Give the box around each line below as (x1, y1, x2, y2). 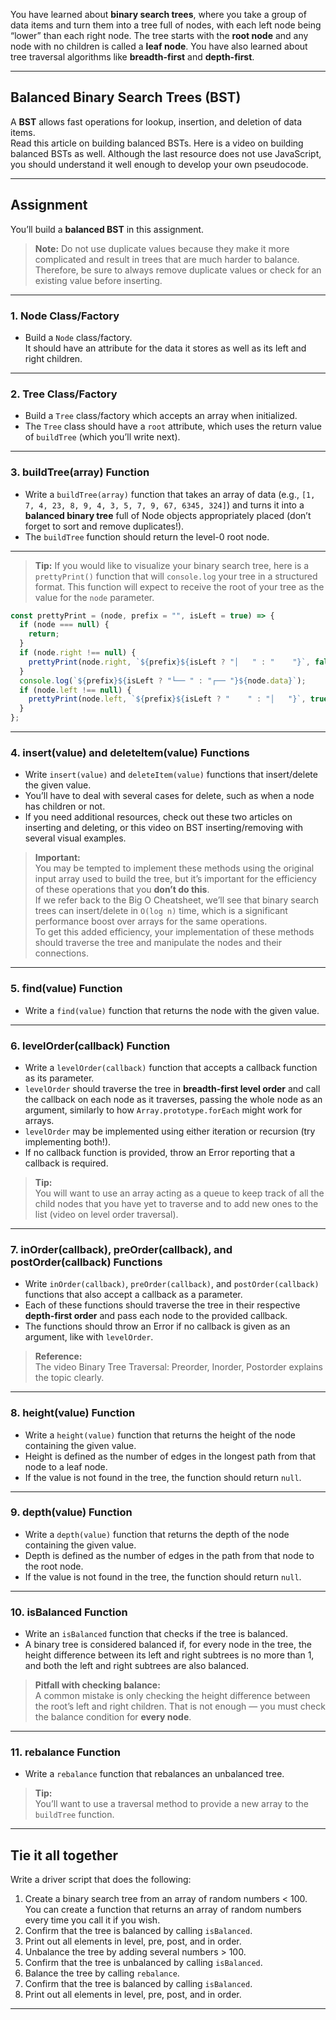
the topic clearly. (34, 1372, 105, 1384)
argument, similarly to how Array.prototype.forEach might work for (24, 1104, 303, 1116)
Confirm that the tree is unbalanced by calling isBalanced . (24, 1957, 263, 1969)
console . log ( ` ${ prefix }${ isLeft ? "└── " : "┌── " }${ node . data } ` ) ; (19, 675, 307, 686)
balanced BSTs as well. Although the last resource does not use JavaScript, (10, 147, 322, 159)
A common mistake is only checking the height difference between (34, 1690, 311, 1702)
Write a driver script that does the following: (10, 1874, 192, 1886)
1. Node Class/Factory (10, 309, 120, 323)
